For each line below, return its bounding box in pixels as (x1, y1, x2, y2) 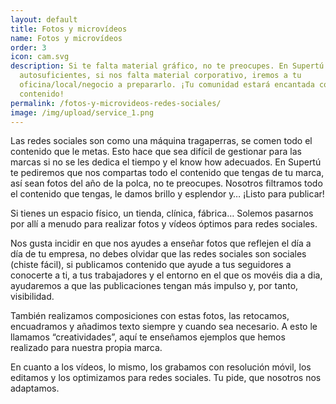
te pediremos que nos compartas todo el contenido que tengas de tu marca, (10, 167, 325, 179)
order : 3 (10, 42, 47, 53)
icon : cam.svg (10, 52, 70, 62)
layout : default (10, 14, 78, 25)
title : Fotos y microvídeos (10, 24, 128, 34)
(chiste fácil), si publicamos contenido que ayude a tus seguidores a (10, 259, 292, 271)
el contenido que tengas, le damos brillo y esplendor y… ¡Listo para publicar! (10, 188, 325, 200)
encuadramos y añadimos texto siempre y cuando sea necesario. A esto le (10, 321, 318, 333)
